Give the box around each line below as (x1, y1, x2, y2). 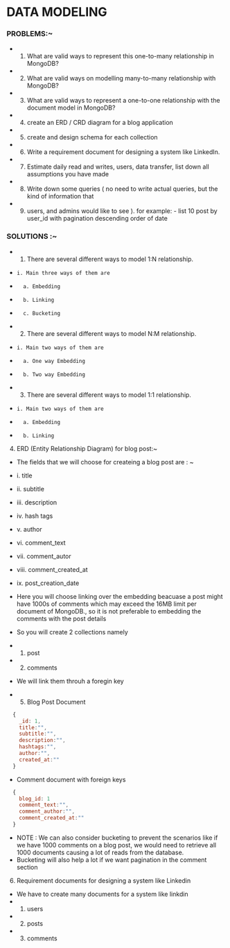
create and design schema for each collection (26, 133, 158, 142)
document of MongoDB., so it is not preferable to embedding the (16, 607, 202, 615)
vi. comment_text (16, 539, 67, 547)
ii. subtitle (16, 484, 44, 493)
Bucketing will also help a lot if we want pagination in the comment (16, 855, 207, 864)
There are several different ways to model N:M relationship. (26, 329, 197, 337)
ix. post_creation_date (16, 579, 80, 587)
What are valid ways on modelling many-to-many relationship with (26, 74, 216, 83)
